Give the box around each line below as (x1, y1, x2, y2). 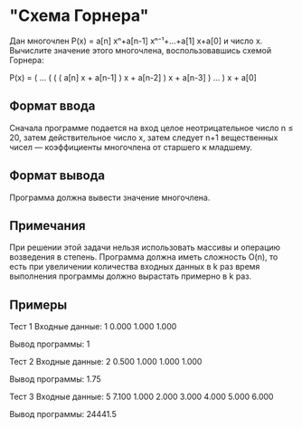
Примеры (9, 297, 68, 312)
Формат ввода (9, 99, 96, 114)
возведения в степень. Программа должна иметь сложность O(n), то (9, 252, 278, 262)
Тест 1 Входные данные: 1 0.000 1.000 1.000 (9, 321, 177, 332)
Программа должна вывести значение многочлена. (9, 192, 211, 203)
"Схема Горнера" (9, 5, 149, 26)
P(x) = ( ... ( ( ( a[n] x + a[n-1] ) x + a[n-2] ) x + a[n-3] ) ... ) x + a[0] (9, 71, 258, 82)
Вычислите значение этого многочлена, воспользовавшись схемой (9, 44, 272, 55)
